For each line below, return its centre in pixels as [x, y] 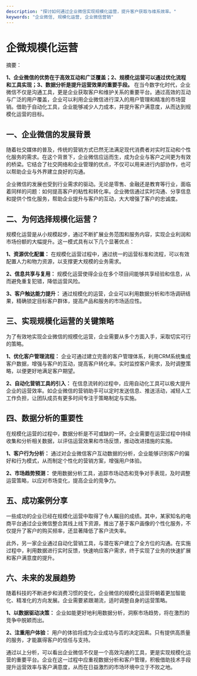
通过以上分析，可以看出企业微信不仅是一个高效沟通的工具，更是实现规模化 [96, 653]
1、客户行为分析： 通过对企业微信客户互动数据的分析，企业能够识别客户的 [95, 453]
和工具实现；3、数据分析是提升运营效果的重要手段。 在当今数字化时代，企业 [98, 85]
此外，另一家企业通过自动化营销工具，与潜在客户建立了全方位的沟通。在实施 [98, 543]
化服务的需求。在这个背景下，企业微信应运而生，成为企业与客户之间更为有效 [98, 157]
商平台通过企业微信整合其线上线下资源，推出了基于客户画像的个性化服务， [96, 523]
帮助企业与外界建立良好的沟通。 [50, 172]
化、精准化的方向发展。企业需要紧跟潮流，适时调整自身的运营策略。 [88, 600]
